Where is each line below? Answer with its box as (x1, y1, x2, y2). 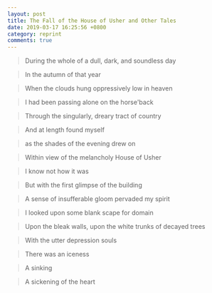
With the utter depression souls (24, 236, 117, 245)
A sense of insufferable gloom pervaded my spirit (24, 195, 171, 203)
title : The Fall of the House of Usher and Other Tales (7, 17, 176, 24)
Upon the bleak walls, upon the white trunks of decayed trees (24, 222, 206, 231)
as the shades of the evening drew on (24, 140, 136, 148)
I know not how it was (24, 167, 89, 175)
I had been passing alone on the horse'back (24, 98, 154, 107)
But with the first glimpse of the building (24, 181, 142, 190)
